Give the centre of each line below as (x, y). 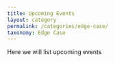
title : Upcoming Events (41, 13)
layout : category (32, 20)
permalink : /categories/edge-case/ (58, 26)
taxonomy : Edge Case (37, 33)
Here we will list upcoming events (54, 52)
